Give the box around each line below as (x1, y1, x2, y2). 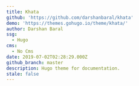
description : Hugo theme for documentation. (6, 65, 120, 71)
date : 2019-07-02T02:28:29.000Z (6, 54, 88, 60)
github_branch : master (6, 59, 63, 65)
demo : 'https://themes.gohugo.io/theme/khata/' (6, 20, 129, 26)
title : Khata (6, 8, 39, 15)
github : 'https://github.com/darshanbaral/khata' (6, 15, 134, 21)
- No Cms (11, 48, 34, 55)
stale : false (6, 71, 39, 77)
